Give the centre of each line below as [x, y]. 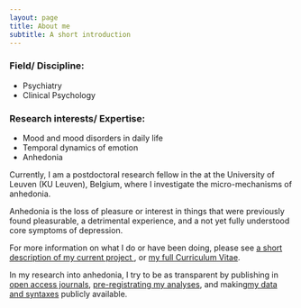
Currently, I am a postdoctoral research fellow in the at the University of [142, 174]
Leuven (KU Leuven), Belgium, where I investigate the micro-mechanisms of [151, 184]
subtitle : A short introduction [70, 34]
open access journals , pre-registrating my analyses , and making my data [143, 284]
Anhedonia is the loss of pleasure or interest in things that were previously [147, 211]
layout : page [34, 18]
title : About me [40, 26]
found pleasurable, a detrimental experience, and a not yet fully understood [150, 221]
